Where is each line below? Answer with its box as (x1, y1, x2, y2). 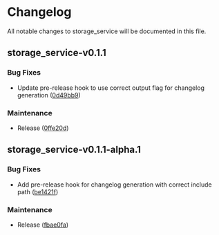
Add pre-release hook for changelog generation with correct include (17, 180, 212, 189)
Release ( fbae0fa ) (17, 220, 69, 229)
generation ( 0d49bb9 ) (17, 91, 81, 99)
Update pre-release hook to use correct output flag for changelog (17, 84, 205, 92)
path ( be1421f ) (17, 187, 59, 196)
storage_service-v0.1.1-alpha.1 (7, 144, 142, 156)
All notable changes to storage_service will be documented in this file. (7, 27, 207, 35)
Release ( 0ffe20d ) (17, 124, 69, 132)
